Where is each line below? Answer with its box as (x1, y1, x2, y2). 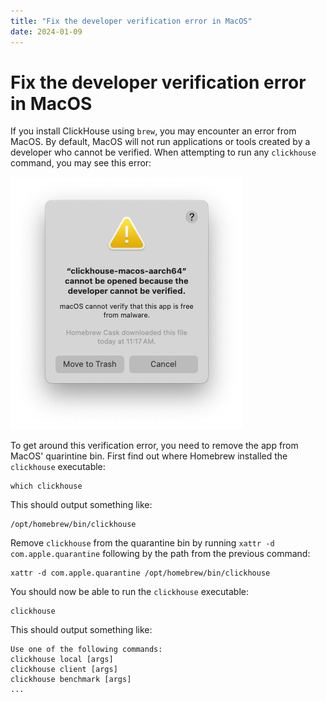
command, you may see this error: (10, 157, 152, 169)
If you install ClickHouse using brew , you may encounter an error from (10, 125, 297, 137)
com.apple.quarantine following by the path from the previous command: (10, 548, 311, 560)
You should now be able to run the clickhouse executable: (10, 586, 250, 598)
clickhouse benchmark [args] (10, 675, 132, 685)
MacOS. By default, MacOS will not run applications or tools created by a (10, 136, 311, 148)
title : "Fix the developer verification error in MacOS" (10, 16, 253, 26)
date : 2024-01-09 (10, 26, 83, 37)
